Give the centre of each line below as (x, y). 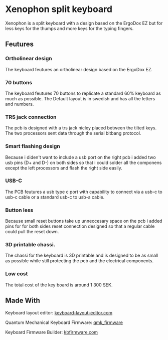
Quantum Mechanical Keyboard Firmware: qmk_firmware (64, 322)
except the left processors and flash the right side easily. (64, 168)
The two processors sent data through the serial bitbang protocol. (73, 133)
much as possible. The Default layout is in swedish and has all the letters (80, 98)
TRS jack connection (31, 117)
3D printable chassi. (30, 245)
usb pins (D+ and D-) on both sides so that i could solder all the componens (83, 162)
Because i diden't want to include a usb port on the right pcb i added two (81, 157)
